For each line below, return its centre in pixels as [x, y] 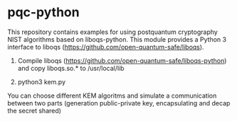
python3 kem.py [42, 81]
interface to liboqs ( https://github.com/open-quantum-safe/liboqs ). [106, 47]
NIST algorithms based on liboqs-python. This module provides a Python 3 [117, 39]
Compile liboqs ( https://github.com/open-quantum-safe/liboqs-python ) [122, 60]
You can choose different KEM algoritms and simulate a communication [112, 96]
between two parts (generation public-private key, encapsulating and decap [119, 103]
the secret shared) [35, 110]
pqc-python [43, 12]
